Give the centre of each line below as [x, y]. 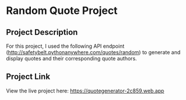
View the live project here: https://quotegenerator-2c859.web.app [85, 91]
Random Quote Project [62, 11]
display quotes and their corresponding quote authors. [71, 58]
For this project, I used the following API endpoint [65, 46]
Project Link [28, 77]
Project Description [42, 32]
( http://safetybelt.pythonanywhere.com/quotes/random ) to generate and [93, 52]
